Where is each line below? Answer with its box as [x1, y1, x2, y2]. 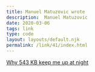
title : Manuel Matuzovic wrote [6, 8, 85, 15]
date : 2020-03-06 [6, 20, 50, 26]
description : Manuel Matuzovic [6, 14, 88, 20]
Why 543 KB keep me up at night [6, 58, 89, 66]
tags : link [6, 25, 34, 32]
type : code [6, 31, 34, 37]
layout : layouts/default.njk [6, 37, 80, 43]
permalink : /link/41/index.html [6, 43, 88, 49]
